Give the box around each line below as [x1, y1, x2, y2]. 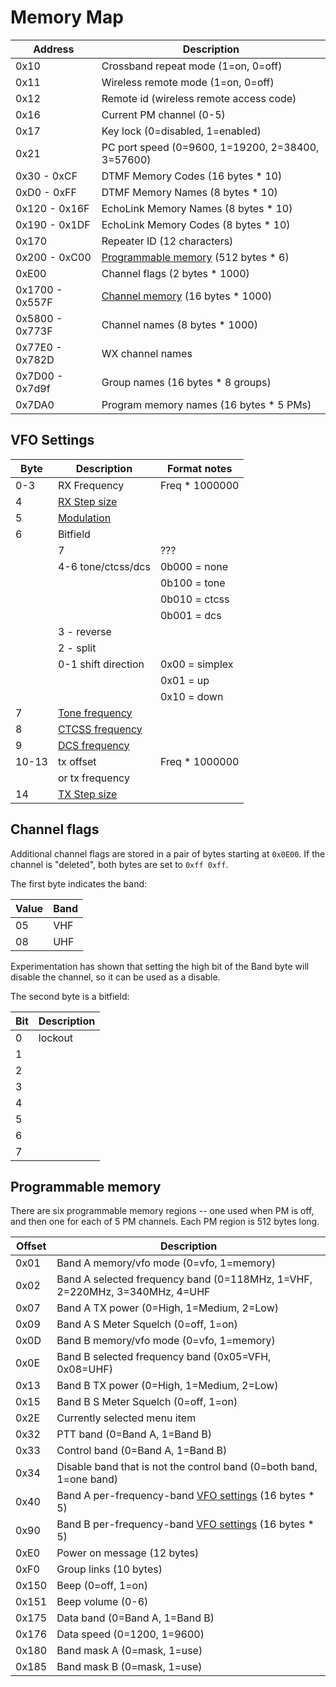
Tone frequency [57, 706, 133, 720]
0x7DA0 [15, 397, 55, 411]
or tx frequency [57, 771, 130, 785]
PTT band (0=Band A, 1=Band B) [56, 1427, 212, 1441]
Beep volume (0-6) [56, 1595, 149, 1609]
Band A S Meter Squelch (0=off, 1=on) [56, 1317, 238, 1331]
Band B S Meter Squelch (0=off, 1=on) [56, 1395, 238, 1409]
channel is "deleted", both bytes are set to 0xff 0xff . [10, 858, 229, 870]
